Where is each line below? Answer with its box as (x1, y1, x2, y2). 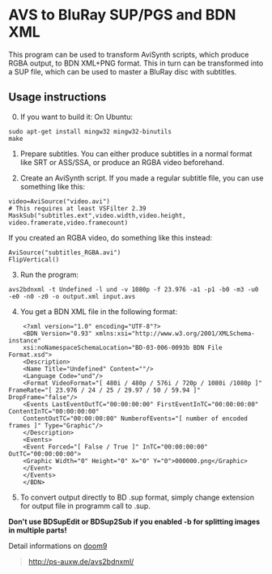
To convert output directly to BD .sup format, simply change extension (19, 492, 255, 502)
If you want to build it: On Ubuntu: (19, 112, 134, 121)
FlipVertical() (8, 255, 60, 264)
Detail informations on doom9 (8, 541, 108, 551)
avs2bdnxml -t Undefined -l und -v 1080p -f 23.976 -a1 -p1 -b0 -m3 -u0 (8, 285, 259, 293)
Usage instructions (8, 91, 107, 104)
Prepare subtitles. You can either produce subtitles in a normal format (19, 148, 253, 159)
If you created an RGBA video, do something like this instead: (8, 232, 213, 242)
